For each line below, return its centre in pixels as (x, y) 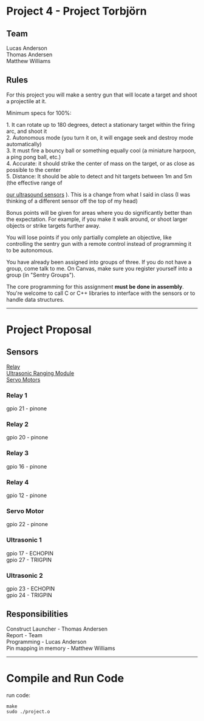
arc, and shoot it (27, 131)
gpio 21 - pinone (27, 408)
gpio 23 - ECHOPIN (31, 588)
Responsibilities (37, 614)
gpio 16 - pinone (27, 466)
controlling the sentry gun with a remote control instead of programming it (99, 243)
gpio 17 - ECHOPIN (30, 553)
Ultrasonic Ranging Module (40, 373)
